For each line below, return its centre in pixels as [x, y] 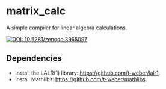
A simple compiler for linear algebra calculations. [67, 28]
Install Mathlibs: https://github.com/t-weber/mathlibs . [81, 79]
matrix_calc [36, 11]
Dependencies [34, 58]
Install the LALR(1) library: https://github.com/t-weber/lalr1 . [88, 73]
